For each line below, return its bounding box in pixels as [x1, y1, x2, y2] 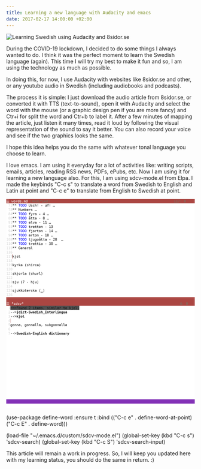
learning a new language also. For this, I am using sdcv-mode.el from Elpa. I [6, 174, 193, 181]
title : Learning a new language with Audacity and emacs [6, 10, 151, 16]
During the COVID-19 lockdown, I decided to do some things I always [6, 45, 176, 52]
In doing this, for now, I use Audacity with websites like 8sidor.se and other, [6, 76, 192, 83]
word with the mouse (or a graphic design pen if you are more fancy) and [6, 106, 187, 113]
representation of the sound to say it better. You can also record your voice [6, 125, 191, 133]
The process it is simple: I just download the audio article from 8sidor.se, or [6, 94, 192, 101]
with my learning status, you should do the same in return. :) [6, 456, 154, 463]
